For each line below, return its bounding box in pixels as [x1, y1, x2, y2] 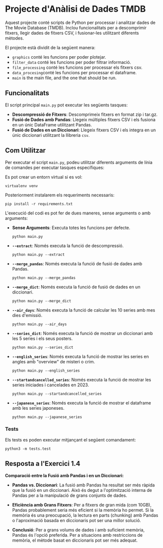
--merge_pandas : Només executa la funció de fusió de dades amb [12, 260, 143, 267]
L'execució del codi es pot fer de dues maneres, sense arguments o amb [5, 210, 151, 216]
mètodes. [5, 35, 24, 41]
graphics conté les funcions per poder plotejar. [12, 54, 106, 60]
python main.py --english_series [12, 368, 80, 373]
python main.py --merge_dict [12, 298, 72, 303]
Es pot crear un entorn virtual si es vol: [5, 174, 83, 180]
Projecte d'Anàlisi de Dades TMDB [5, 3, 146, 15]
